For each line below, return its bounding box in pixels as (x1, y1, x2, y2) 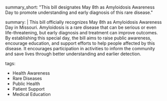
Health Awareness (12, 70, 50, 76)
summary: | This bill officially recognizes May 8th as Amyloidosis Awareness (5, 19, 162, 25)
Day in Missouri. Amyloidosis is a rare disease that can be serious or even (5, 24, 157, 30)
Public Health (12, 81, 40, 87)
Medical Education (12, 92, 51, 97)
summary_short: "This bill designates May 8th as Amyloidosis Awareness (5, 4, 155, 10)
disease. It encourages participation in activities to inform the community (5, 46, 156, 51)
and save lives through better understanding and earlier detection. (5, 51, 141, 57)
